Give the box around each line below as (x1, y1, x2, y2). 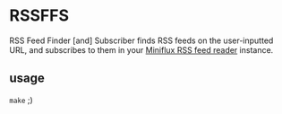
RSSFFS (9, 5, 70, 26)
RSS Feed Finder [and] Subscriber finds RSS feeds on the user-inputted (9, 35, 274, 46)
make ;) (9, 94, 33, 105)
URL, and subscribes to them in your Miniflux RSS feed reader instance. (9, 44, 274, 55)
